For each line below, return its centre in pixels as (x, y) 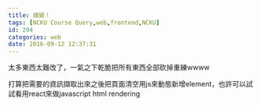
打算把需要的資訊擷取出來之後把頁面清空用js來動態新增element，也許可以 (127, 84)
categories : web (35, 37)
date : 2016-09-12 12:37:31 (52, 44)
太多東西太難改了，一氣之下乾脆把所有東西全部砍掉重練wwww (109, 68)
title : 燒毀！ (29, 15)
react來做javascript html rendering (85, 94)
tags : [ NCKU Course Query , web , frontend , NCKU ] (84, 23)
